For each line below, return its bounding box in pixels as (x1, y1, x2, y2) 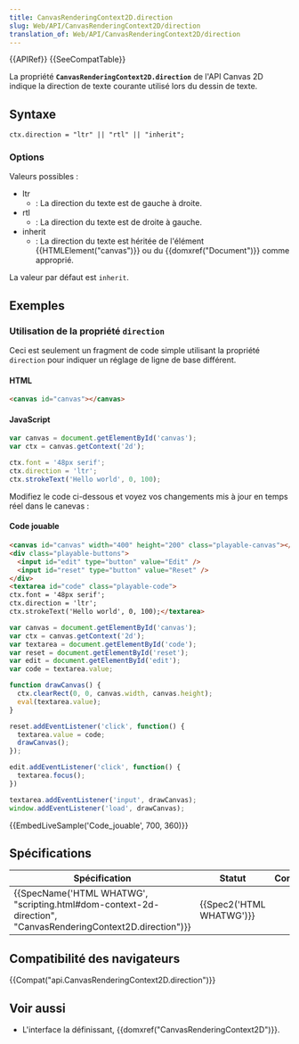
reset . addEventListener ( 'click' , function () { (9, 722, 185, 731)
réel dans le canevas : (9, 501, 90, 511)
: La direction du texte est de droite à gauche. (35, 217, 203, 228)
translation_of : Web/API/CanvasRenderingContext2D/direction (9, 29, 241, 38)
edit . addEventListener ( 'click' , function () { (9, 763, 181, 772)
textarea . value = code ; (17, 730, 105, 739)
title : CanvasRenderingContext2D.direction (9, 12, 174, 22)
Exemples (9, 298, 65, 313)
